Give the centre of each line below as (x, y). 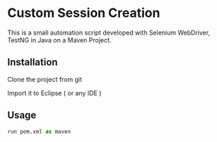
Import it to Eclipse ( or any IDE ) (54, 93)
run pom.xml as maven (39, 131)
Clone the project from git (45, 79)
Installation (33, 63)
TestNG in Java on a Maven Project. (59, 40)
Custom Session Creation (84, 13)
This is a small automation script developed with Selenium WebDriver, (109, 32)
